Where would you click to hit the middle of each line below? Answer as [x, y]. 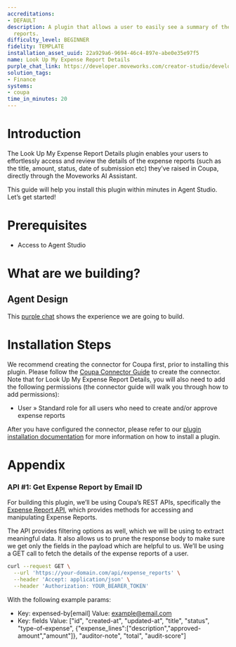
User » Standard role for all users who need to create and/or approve [117, 408]
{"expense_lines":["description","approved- [138, 628]
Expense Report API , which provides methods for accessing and [100, 510]
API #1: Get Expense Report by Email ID [75, 487]
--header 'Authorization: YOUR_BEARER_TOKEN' [81, 586]
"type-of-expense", [46, 628]
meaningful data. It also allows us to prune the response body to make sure [116, 538]
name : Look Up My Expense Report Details [69, 60]
